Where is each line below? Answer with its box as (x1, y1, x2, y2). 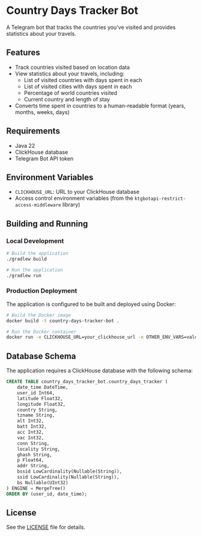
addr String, (17, 463, 50, 469)
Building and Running (6, 219, 88, 229)
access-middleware (14, 202, 61, 208)
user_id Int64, (17, 390, 55, 396)
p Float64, (17, 457, 44, 464)
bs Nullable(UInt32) (17, 479, 69, 486)
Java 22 (14, 142, 35, 149)
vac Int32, (17, 435, 44, 441)
